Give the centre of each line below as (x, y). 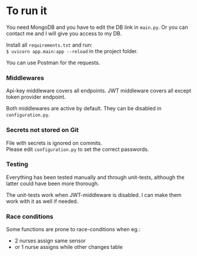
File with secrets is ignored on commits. (54, 143)
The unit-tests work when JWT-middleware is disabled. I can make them (94, 195)
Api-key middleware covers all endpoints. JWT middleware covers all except (99, 91)
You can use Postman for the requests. (53, 63)
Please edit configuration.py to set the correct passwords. (78, 149)
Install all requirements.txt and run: (49, 45)
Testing (17, 165)
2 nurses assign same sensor (50, 241)
